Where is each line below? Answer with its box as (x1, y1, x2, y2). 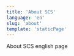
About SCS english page (6, 43, 68, 50)
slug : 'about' (6, 20, 43, 26)
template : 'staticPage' (6, 26, 67, 32)
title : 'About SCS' (6, 9, 56, 15)
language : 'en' (6, 15, 45, 21)
